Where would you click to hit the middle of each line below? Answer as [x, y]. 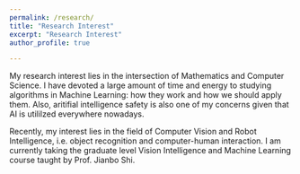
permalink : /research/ [52, 17]
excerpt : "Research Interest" [66, 34]
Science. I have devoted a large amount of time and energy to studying [141, 85]
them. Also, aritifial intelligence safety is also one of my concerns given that [149, 105]
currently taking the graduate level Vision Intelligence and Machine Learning [150, 151]
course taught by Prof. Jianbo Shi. [72, 160]
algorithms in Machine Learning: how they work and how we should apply [146, 95]
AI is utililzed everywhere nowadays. [77, 114]
